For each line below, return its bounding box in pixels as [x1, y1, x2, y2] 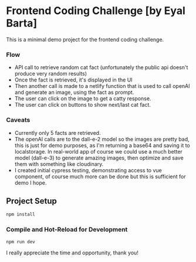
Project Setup [6, 196, 58, 206]
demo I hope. [14, 179, 47, 186]
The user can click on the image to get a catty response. [14, 95, 151, 102]
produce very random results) [14, 70, 87, 77]
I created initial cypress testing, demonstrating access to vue [14, 166, 163, 173]
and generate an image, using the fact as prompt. [14, 89, 134, 96]
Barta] [6, 16, 37, 30]
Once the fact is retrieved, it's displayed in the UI [14, 76, 133, 83]
